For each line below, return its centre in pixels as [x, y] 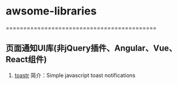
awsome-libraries [51, 11]
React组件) [26, 59]
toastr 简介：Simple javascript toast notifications [75, 75]
